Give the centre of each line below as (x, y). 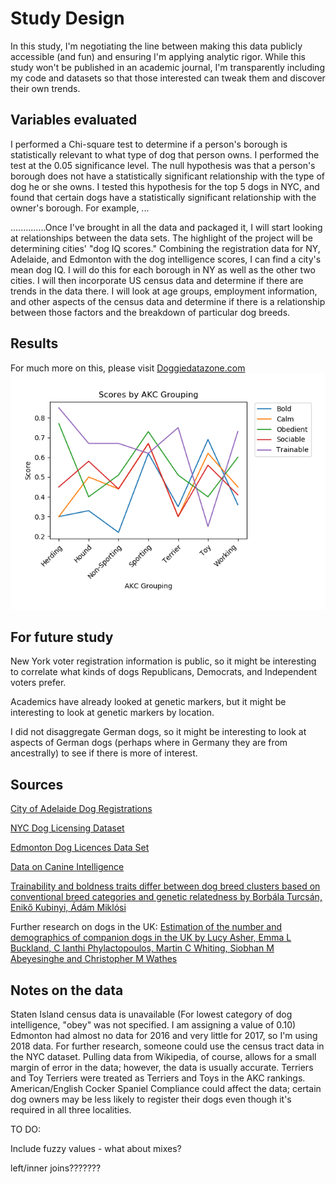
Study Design (67, 18)
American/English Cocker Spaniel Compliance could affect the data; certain (166, 1088)
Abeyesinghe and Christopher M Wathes (94, 959)
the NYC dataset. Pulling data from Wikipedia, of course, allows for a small (163, 1056)
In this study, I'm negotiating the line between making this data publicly (156, 46)
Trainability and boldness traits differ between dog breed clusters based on (165, 886)
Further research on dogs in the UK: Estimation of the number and (146, 927)
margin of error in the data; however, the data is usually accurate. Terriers (162, 1067)
